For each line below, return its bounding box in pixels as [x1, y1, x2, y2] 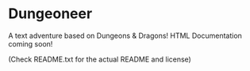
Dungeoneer [8, 5, 93, 23]
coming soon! [8, 39, 53, 48]
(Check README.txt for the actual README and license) [8, 54, 192, 64]
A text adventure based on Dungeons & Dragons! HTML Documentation [8, 31, 242, 40]
